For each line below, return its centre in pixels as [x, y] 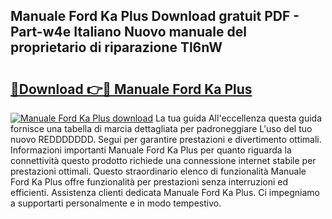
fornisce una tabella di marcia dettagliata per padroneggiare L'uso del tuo [161, 128]
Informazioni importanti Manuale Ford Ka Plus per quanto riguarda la [151, 150]
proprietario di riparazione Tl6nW [116, 47]
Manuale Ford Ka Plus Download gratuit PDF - [155, 16]
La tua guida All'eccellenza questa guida [238, 118]
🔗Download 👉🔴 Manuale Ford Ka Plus [131, 89]
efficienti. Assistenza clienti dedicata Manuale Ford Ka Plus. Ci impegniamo [165, 192]
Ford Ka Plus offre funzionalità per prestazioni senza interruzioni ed [149, 182]
